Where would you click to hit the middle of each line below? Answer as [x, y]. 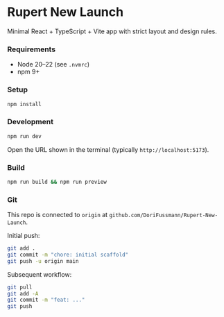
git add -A [23, 293]
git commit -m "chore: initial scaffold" [68, 255]
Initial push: [24, 236]
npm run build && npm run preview [57, 182]
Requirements [32, 49]
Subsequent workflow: [40, 274]
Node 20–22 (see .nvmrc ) [53, 65]
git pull [20, 287]
